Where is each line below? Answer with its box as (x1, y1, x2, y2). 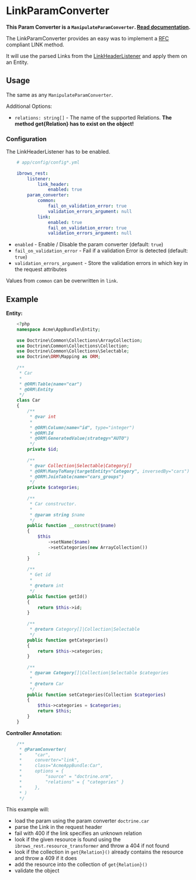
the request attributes (14, 266, 67, 273)
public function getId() (27, 593, 88, 599)
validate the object (14, 867, 60, 874)
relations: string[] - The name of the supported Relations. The (14, 114, 172, 121)
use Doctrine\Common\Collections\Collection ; (16, 343, 130, 349)
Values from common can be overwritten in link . (6, 277, 118, 284)
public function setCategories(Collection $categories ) (27, 692, 166, 698)
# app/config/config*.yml (16, 159, 80, 165)
